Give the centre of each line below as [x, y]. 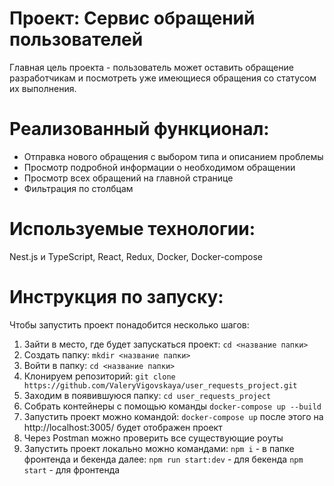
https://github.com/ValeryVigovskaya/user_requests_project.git [160, 385]
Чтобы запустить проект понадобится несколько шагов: [129, 324]
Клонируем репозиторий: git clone [99, 376]
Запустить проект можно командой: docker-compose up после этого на [173, 416]
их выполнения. [43, 88]
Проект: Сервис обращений [132, 18]
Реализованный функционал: [139, 129]
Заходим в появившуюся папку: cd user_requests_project [147, 395]
